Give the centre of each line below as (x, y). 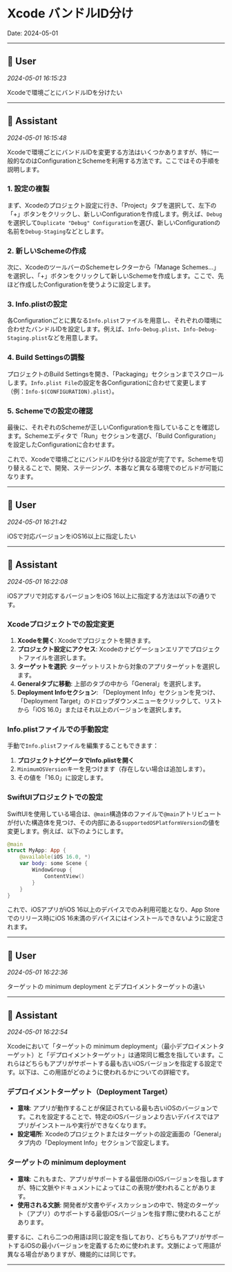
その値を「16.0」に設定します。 (62, 778)
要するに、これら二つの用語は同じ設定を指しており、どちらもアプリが (107, 1237)
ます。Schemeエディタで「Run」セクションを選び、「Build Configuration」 (113, 436)
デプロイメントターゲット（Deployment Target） (90, 1091)
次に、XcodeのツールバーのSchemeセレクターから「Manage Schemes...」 (113, 267)
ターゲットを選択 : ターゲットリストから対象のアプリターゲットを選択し (119, 666)
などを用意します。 (74, 338)
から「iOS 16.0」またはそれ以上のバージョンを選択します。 (101, 709)
